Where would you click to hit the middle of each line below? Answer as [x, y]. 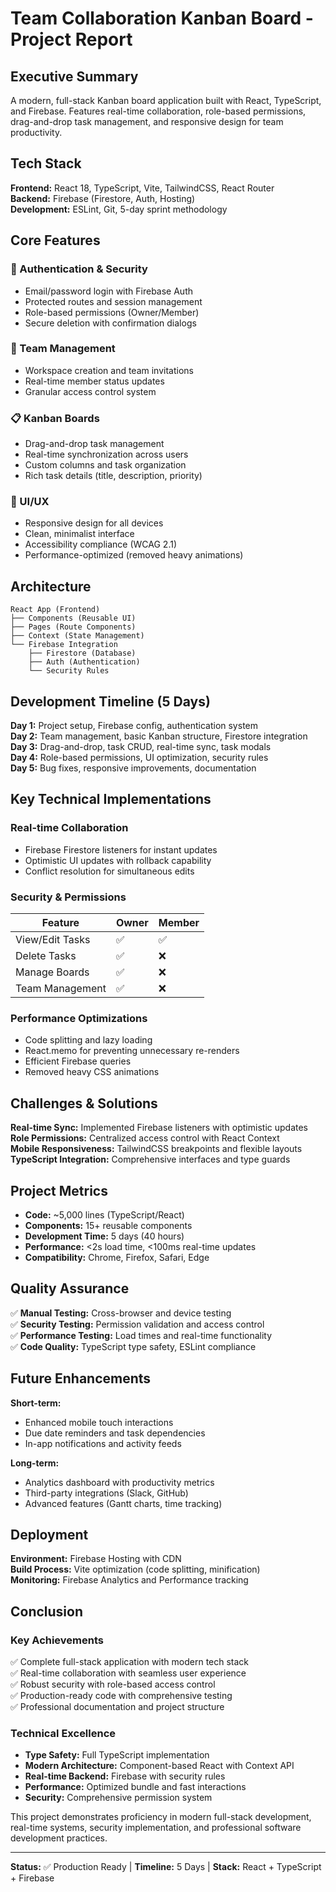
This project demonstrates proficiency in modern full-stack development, [161, 1817]
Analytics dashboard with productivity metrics [119, 1482]
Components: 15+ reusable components [108, 1225]
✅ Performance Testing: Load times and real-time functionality [141, 1335]
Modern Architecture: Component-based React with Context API [159, 1766]
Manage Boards [52, 972]
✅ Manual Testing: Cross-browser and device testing [121, 1313]
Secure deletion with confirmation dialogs [110, 323]
